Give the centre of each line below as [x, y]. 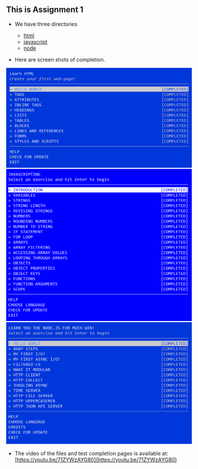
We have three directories [46, 24]
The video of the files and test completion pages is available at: [91, 453]
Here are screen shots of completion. [60, 59]
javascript [35, 41]
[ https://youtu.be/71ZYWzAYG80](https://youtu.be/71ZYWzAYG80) [96, 460]
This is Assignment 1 [45, 10]
